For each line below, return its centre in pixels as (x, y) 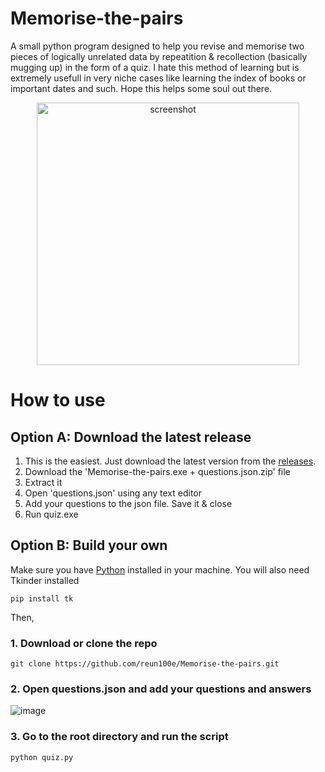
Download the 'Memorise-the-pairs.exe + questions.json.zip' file (157, 471)
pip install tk (42, 598)
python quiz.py (42, 757)
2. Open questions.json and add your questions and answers (161, 689)
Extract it (43, 482)
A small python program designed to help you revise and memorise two (157, 46)
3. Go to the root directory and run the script (119, 737)
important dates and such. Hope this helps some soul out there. (141, 88)
